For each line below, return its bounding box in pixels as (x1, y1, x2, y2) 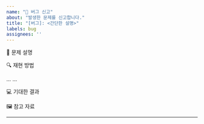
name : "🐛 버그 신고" (6, 8, 53, 15)
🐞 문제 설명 (6, 49, 33, 56)
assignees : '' (6, 31, 42, 38)
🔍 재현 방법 (6, 62, 35, 69)
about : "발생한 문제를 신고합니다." (6, 15, 85, 21)
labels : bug (6, 25, 36, 32)
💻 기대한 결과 (6, 88, 39, 96)
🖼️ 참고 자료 (6, 103, 35, 110)
